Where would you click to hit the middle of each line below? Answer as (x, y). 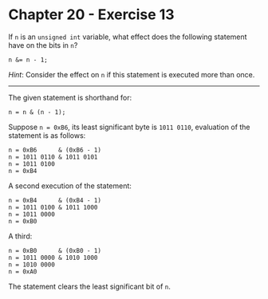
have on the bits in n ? (43, 45)
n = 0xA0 (23, 271)
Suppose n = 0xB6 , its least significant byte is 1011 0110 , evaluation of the (129, 127)
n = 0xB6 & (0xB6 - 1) (55, 150)
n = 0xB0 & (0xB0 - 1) (55, 250)
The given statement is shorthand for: (70, 97)
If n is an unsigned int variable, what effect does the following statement (128, 37)
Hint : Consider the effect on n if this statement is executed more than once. (132, 74)
